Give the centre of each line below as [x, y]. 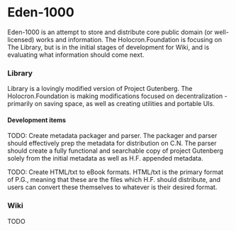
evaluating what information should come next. [76, 55]
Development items [36, 120]
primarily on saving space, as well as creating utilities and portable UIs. [111, 104]
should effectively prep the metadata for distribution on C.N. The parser [112, 144]
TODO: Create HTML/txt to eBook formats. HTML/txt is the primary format [116, 172]
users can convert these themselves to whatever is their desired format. [112, 187]
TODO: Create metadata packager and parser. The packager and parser [112, 136]
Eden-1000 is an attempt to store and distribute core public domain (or [110, 32]
